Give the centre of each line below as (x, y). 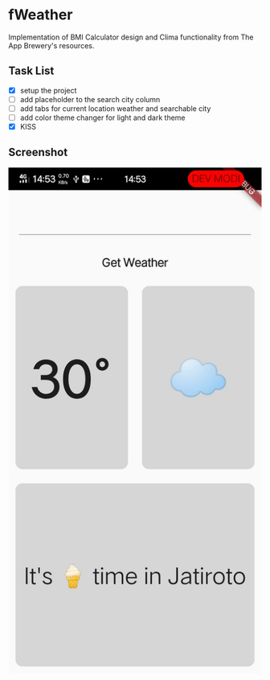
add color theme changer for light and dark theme (103, 117)
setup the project (48, 90)
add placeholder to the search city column (90, 99)
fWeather (41, 15)
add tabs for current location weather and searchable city (115, 108)
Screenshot (38, 152)
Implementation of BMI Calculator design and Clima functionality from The (131, 37)
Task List (31, 71)
